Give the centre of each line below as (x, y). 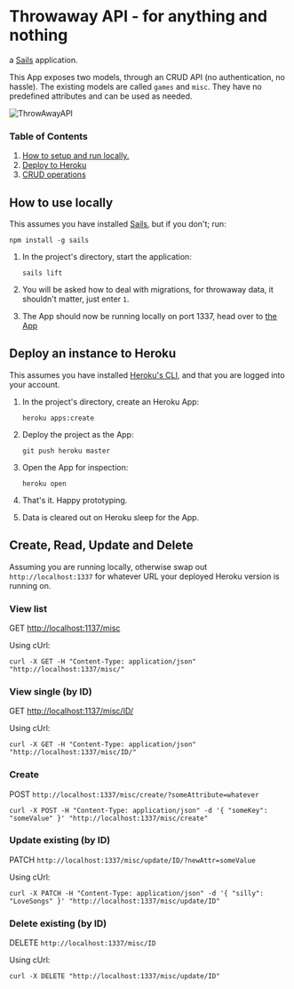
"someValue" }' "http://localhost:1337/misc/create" (109, 818)
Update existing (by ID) (60, 840)
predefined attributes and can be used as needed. (101, 96)
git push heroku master (66, 451)
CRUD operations (54, 174)
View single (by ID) (51, 691)
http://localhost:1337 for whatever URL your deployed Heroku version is (144, 576)
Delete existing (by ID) (58, 923)
